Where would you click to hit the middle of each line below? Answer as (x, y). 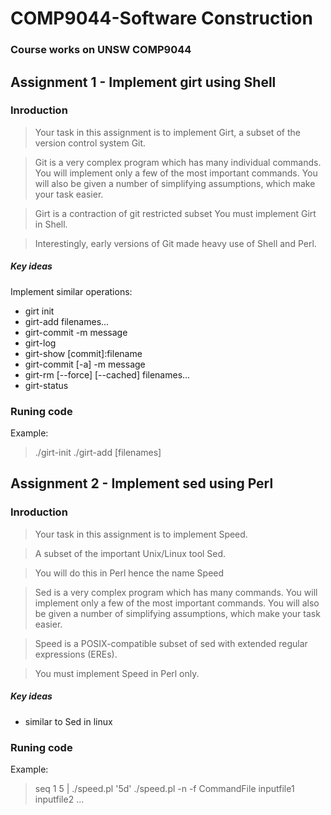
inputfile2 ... (59, 799)
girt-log (40, 343)
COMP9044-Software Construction (161, 18)
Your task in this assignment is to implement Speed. (141, 534)
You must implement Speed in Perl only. (117, 673)
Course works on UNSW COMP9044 (101, 50)
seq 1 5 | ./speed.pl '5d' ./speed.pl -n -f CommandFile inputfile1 (164, 789)
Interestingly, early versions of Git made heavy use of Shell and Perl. (175, 243)
